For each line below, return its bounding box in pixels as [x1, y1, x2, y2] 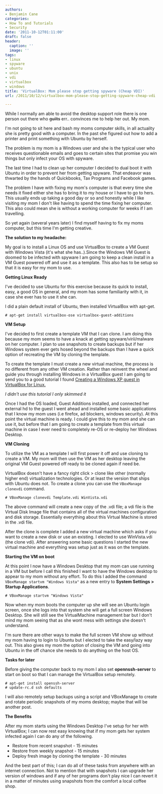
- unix [5, 71, 18, 76]
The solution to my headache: [5, 235, 67, 241]
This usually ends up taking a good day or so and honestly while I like [5, 195, 145, 201]
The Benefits [5, 714, 32, 719]
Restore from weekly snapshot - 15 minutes [12, 748, 99, 754]
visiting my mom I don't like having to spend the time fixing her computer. [5, 200, 152, 206]
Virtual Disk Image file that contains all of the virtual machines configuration [5, 509, 157, 515]
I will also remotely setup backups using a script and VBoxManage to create [5, 694, 157, 699]
